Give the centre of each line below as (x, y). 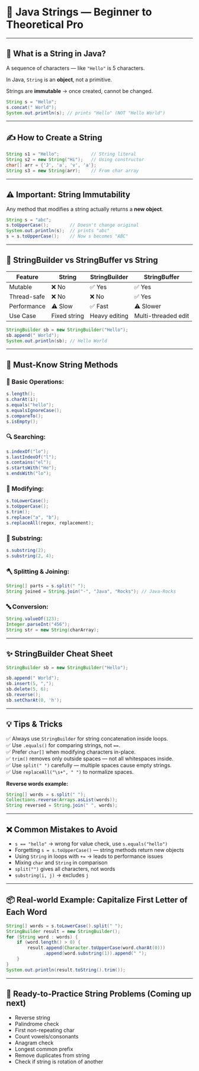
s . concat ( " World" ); (32, 107)
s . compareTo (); (25, 416)
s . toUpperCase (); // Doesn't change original (73, 225)
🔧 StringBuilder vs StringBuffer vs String (82, 260)
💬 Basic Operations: (35, 381)
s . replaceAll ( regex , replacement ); (50, 523)
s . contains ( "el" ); (29, 462)
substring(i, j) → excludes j (52, 875)
